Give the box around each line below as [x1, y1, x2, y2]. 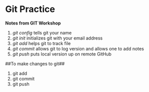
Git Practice [5, 3, 55, 15]
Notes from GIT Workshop [5, 20, 61, 26]
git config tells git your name [12, 29, 72, 35]
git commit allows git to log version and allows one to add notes [12, 45, 144, 51]
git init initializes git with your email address [12, 35, 103, 41]
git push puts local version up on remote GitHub [12, 51, 112, 57]
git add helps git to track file [12, 40, 71, 46]
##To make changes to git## [5, 60, 65, 66]
